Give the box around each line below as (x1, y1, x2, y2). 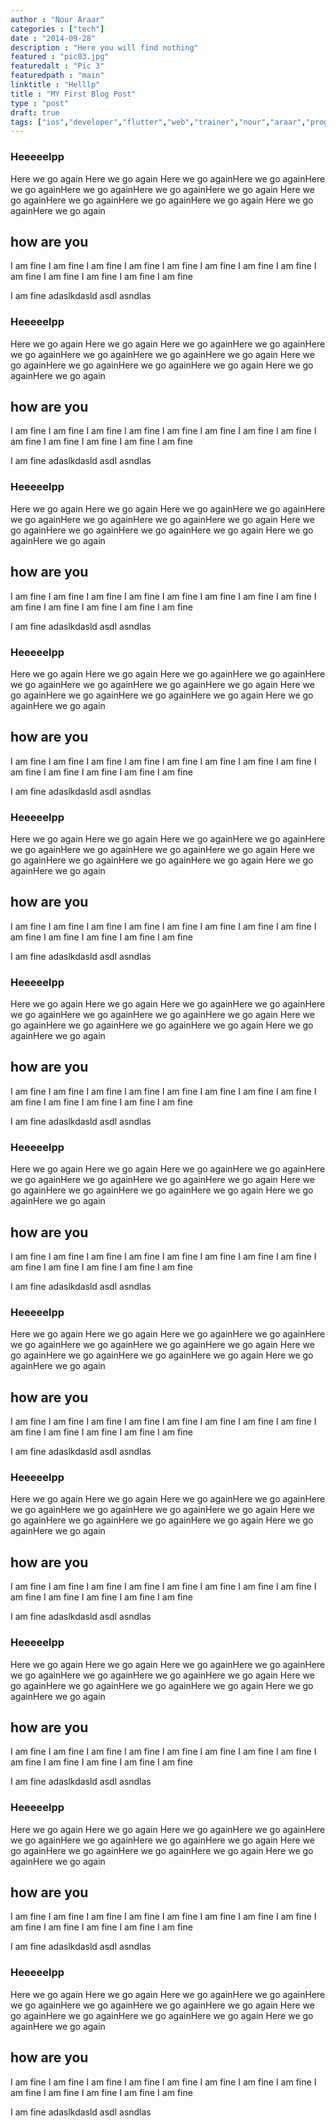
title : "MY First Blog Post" (10, 89, 137, 99)
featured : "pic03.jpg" (10, 52, 110, 62)
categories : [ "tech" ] (10, 24, 105, 34)
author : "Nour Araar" (10, 14, 105, 25)
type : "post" (10, 98, 70, 108)
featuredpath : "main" (10, 71, 105, 81)
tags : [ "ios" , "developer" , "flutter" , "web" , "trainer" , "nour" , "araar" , (10, 117, 307, 127)
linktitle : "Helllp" (10, 80, 101, 90)
